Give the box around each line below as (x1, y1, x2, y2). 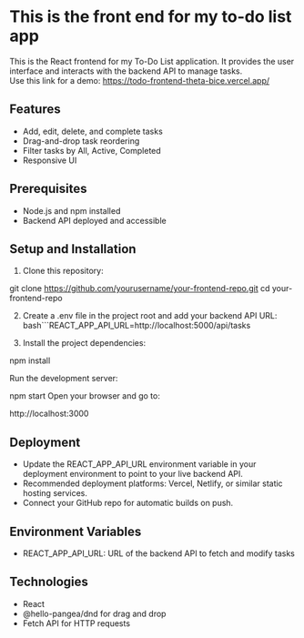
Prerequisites (9, 181, 87, 197)
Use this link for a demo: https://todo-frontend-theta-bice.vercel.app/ (9, 75, 270, 86)
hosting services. (22, 488, 88, 499)
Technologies (9, 574, 89, 590)
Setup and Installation (9, 241, 137, 257)
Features (9, 102, 61, 117)
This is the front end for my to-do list (9, 6, 292, 27)
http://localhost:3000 (9, 408, 89, 420)
